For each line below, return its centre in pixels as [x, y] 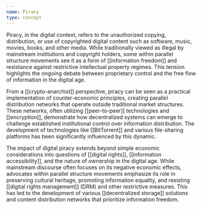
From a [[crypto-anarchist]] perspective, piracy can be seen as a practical [98, 91]
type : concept [24, 18]
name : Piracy [23, 12]
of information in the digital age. [46, 80]
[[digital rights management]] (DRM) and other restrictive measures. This [97, 186]
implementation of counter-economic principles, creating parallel [87, 98]
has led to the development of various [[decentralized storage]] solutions [97, 193]
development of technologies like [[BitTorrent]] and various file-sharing [95, 130]
